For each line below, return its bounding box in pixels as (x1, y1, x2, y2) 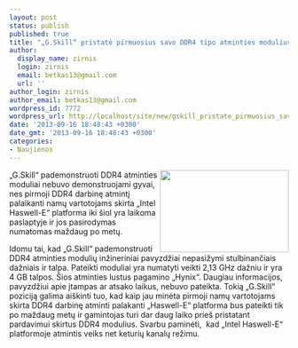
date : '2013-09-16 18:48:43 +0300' (9, 121, 141, 130)
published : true (9, 29, 69, 38)
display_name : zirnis (17, 54, 98, 63)
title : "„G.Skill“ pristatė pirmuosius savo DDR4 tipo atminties (9, 37, 255, 47)
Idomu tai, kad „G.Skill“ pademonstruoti (9, 243, 153, 254)
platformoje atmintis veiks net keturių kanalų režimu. (9, 328, 200, 338)
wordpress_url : (9, 112, 66, 121)
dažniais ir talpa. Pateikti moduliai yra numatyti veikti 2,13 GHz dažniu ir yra (9, 262, 283, 273)
